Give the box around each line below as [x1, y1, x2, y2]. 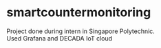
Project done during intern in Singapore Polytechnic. [6, 27, 155, 35]
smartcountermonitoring [6, 5, 151, 20]
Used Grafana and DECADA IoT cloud [6, 34, 113, 42]
